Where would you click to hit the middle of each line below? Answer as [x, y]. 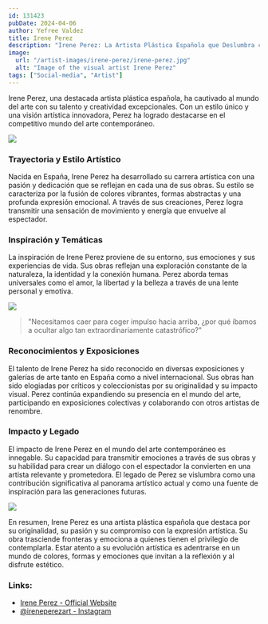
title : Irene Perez [41, 38]
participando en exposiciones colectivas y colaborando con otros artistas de [134, 402]
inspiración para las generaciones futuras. [78, 491]
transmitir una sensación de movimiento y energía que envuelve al [117, 210]
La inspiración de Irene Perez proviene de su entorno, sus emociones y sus [132, 258]
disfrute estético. [36, 564]
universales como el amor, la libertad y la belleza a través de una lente [124, 283]
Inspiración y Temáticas [56, 239]
